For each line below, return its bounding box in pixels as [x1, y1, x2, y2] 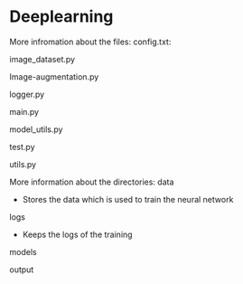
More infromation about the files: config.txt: [9, 36, 172, 47]
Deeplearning [9, 6, 114, 27]
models [9, 246, 38, 257]
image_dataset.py [9, 53, 75, 64]
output [9, 264, 34, 275]
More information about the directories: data [9, 176, 174, 187]
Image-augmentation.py [9, 71, 99, 82]
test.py [9, 141, 35, 152]
